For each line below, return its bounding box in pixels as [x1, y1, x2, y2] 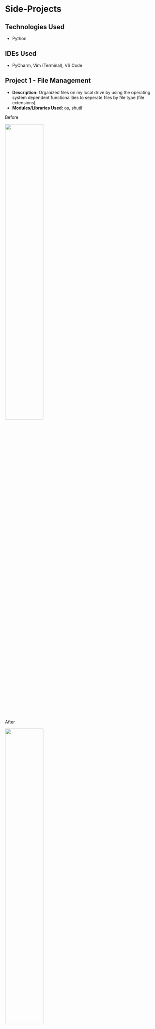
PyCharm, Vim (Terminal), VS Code [12, 62, 82, 68]
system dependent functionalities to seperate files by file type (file [12, 95, 144, 100]
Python [12, 35, 27, 41]
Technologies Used [5, 23, 64, 31]
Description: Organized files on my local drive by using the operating [12, 89, 151, 95]
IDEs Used [5, 49, 37, 58]
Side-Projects [5, 3, 62, 15]
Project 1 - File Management [5, 77, 91, 85]
